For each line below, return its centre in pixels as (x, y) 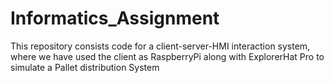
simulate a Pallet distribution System (85, 67)
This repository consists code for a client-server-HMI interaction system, (160, 46)
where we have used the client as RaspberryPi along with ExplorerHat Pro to (167, 56)
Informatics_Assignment (115, 18)
